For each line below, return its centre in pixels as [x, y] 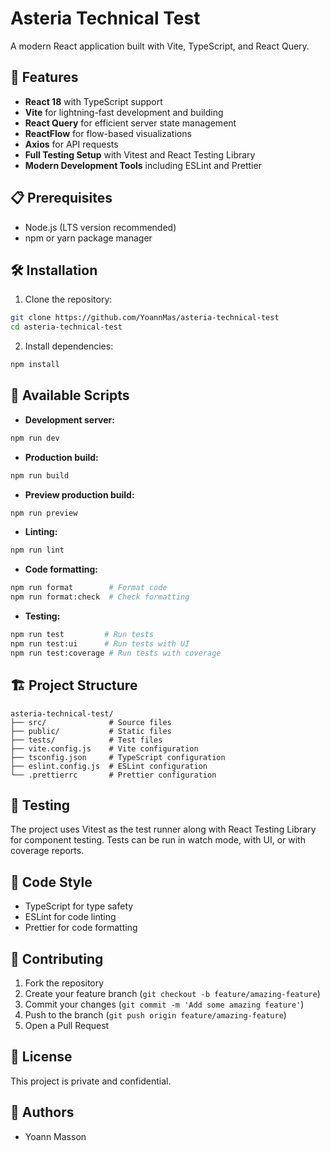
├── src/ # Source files [91, 722]
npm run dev [35, 438]
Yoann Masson [55, 1136]
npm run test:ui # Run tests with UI [100, 643]
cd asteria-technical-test [66, 327]
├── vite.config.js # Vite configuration [104, 748]
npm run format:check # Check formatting [100, 597]
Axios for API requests [71, 144]
